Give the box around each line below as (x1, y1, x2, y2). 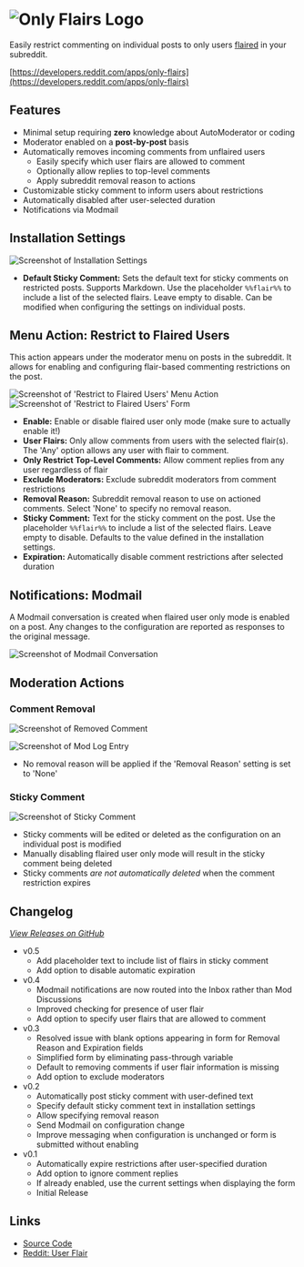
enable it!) (22, 426, 61, 437)
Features (9, 103, 61, 118)
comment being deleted (22, 858, 113, 869)
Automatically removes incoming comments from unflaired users (22, 146, 266, 157)
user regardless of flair (22, 464, 108, 475)
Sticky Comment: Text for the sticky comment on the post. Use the (22, 512, 276, 523)
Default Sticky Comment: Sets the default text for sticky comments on (22, 272, 289, 283)
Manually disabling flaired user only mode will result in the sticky (22, 848, 266, 859)
